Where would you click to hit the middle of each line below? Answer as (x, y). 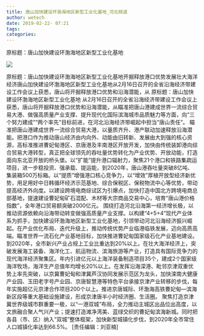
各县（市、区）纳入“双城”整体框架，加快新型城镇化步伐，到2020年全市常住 (100, 320)
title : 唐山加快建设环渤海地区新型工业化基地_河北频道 (67, 12)
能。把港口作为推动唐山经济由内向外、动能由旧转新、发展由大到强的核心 (97, 138)
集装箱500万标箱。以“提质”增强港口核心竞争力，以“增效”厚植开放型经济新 (98, 175)
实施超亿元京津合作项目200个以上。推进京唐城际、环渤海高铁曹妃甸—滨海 (104, 289)
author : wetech (25, 18)
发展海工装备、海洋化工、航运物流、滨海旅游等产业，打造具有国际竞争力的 (104, 251)
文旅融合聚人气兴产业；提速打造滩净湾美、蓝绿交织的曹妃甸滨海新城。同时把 (102, 312)
